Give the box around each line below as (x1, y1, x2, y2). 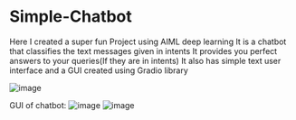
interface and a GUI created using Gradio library (9, 65, 188, 76)
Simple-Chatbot (9, 6, 133, 27)
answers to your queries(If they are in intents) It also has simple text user (9, 55, 282, 66)
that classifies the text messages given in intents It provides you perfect (9, 45, 278, 56)
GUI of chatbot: (9, 99, 67, 110)
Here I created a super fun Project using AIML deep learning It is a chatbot (9, 36, 287, 47)
